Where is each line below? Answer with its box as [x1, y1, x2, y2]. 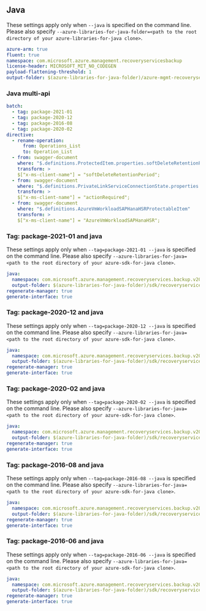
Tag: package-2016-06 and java [6, 537, 104, 545]
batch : [6, 103, 23, 109]
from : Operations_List [22, 143, 81, 149]
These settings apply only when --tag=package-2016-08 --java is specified [6, 475, 196, 482]
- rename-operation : [12, 138, 64, 144]
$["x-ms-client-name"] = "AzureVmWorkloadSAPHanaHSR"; [17, 217, 161, 224]
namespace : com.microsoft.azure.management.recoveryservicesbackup [6, 58, 183, 64]
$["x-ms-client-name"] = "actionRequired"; [17, 195, 131, 201]
